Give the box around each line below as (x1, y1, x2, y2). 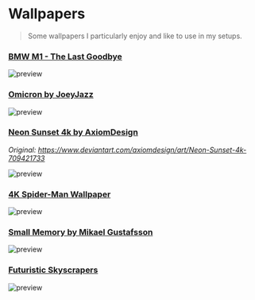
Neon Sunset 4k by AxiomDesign (8, 127, 139, 138)
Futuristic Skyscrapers (8, 264, 99, 275)
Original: (8, 145, 37, 154)
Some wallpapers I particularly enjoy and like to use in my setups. (27, 31, 242, 41)
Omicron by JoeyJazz (8, 89, 94, 100)
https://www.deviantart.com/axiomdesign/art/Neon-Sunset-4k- (37, 145, 247, 154)
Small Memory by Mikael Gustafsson (8, 227, 153, 238)
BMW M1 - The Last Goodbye (8, 51, 123, 62)
